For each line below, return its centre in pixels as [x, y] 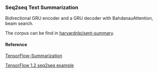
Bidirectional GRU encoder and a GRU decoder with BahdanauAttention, [79, 18]
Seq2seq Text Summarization [42, 7]
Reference [16, 44]
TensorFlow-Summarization [34, 56]
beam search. [19, 23]
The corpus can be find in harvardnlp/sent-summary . [60, 33]
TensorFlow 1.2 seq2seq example [39, 65]
